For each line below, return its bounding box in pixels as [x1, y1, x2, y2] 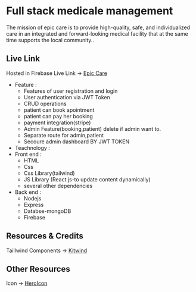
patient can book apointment [23, 106, 95, 114]
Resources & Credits [6, 231, 83, 241]
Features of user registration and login [23, 87, 118, 95]
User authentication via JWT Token [23, 93, 110, 101]
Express [23, 201, 44, 208]
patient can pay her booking [23, 112, 94, 120]
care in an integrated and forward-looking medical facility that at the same [6, 30, 189, 37]
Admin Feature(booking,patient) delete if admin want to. [23, 125, 161, 132]
